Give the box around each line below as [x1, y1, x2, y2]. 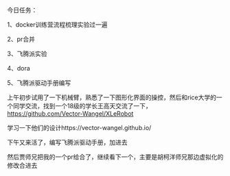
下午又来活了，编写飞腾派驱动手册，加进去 [7, 138, 128, 146]
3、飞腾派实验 [7, 50, 47, 58]
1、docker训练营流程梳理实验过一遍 [7, 21, 108, 29]
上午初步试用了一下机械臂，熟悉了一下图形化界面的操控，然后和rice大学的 [7, 93, 216, 101]
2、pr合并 [7, 35, 36, 43]
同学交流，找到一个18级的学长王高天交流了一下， [12, 102, 152, 110]
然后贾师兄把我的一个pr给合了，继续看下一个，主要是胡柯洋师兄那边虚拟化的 [7, 153, 224, 161]
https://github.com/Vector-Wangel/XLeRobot [7, 110, 134, 118]
